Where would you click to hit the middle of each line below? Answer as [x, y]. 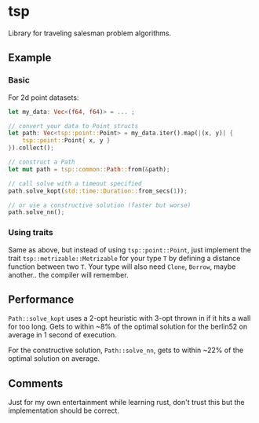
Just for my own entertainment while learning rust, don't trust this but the [126, 403]
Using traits [31, 233]
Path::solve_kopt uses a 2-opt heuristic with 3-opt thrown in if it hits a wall [129, 318]
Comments [36, 383]
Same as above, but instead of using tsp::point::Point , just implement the [129, 249]
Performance [41, 299]
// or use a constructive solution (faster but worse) [100, 205]
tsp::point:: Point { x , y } [66, 141]
